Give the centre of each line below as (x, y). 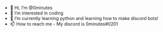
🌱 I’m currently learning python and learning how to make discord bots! (84, 18)
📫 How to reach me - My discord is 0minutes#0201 (64, 24)
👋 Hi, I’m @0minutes (31, 8)
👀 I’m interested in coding (37, 13)
